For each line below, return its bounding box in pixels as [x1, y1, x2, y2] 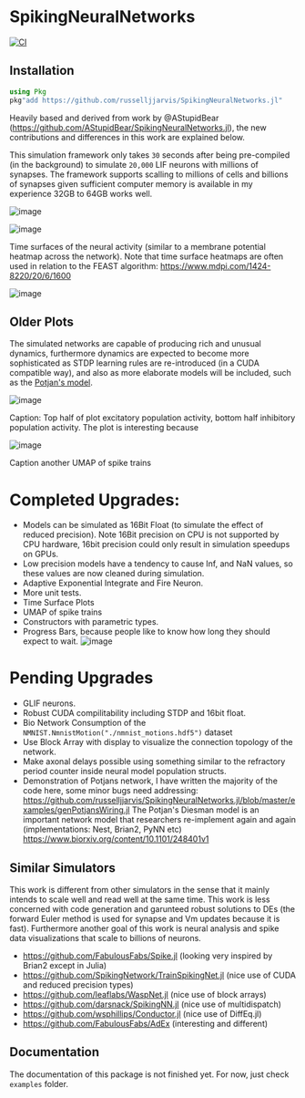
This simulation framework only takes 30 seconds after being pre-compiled [9, 149, 290, 161]
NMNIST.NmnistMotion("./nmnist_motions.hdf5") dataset [22, 727, 233, 738]
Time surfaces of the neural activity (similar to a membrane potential [9, 241, 267, 252]
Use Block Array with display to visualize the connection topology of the [22, 737, 293, 748]
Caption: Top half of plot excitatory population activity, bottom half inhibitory [9, 412, 296, 423]
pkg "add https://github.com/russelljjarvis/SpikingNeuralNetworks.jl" [9, 96, 283, 105]
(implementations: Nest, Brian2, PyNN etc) [22, 823, 182, 835]
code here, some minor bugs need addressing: [22, 785, 198, 796]
